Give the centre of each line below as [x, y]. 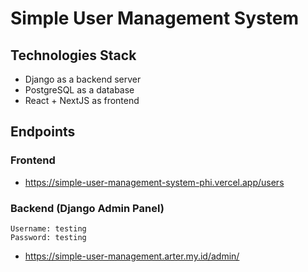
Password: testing [48, 237]
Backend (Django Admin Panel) [87, 208]
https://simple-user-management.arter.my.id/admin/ [132, 256]
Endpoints [43, 132]
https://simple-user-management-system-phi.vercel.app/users [154, 182]
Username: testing [48, 228]
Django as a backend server [83, 79]
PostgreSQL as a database [79, 90]
